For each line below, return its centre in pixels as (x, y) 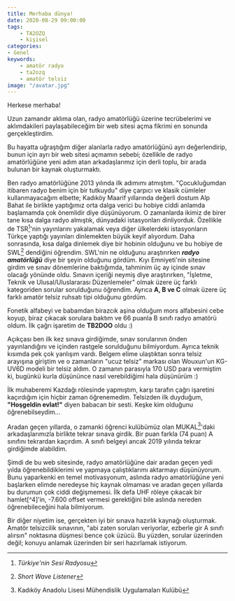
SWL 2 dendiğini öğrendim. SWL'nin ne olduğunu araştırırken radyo (104, 251)
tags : (15, 27)
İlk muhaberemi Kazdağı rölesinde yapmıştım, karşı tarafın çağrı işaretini (111, 390)
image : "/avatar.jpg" (39, 85)
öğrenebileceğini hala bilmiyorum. (56, 507)
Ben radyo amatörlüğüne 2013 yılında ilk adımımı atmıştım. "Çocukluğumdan (117, 183)
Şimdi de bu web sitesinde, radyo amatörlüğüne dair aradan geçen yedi (110, 462)
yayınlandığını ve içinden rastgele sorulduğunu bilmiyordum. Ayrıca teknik (113, 346)
